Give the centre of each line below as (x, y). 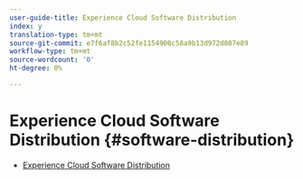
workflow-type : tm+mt (50, 52)
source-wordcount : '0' (52, 60)
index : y (26, 26)
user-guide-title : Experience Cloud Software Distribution (123, 18)
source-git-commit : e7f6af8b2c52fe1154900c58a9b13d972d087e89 (129, 43)
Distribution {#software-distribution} (152, 140)
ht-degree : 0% (36, 69)
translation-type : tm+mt (56, 34)
